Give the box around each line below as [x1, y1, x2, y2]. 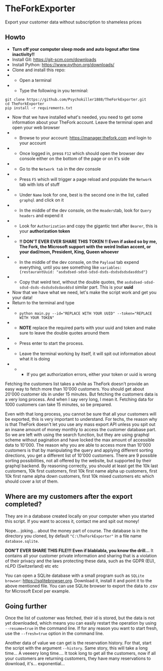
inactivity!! [12, 51, 35, 57]
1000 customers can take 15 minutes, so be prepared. [5, 401, 113, 407]
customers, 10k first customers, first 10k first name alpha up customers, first [5, 468, 158, 474]
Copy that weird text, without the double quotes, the [19, 279, 124, 285]
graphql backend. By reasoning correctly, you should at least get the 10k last [5, 463, 159, 469]
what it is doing [19, 355, 50, 361]
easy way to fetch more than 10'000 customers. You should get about [5, 386, 145, 392]
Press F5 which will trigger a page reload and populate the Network [19, 176, 152, 182]
